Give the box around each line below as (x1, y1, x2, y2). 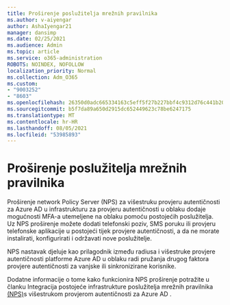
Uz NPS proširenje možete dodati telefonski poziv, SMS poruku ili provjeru (7, 220, 216, 228)
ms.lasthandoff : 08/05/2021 (7, 125, 88, 132)
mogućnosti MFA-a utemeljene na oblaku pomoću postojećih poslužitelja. (7, 212, 214, 221)
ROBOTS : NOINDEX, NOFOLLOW (7, 61, 84, 68)
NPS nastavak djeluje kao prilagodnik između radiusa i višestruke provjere (7, 247, 216, 256)
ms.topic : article (7, 49, 60, 56)
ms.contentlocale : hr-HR (7, 118, 78, 125)
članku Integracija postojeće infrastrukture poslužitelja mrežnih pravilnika (7, 282, 214, 291)
